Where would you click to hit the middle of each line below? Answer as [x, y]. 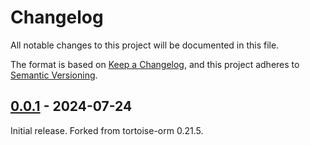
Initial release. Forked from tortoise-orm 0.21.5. [107, 130]
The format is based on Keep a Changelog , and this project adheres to [155, 64]
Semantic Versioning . [54, 75]
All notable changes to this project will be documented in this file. [145, 45]
